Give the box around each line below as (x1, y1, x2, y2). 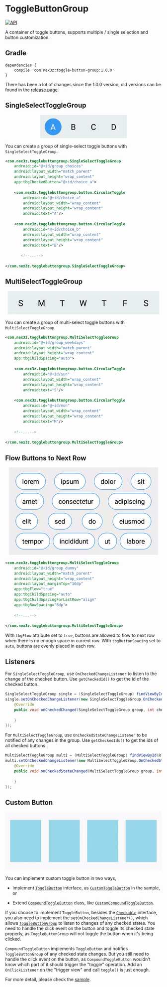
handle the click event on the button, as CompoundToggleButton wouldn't (5, 956, 151, 962)
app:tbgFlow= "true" (14, 586, 55, 592)
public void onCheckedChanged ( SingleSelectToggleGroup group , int (14, 707, 155, 712)
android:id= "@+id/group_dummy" (14, 565, 79, 570)
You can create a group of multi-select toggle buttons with (5, 319, 125, 325)
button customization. (5, 34, 50, 40)
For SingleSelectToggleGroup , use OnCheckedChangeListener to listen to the (5, 671, 157, 677)
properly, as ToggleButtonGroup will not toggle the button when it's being (5, 931, 154, 937)
